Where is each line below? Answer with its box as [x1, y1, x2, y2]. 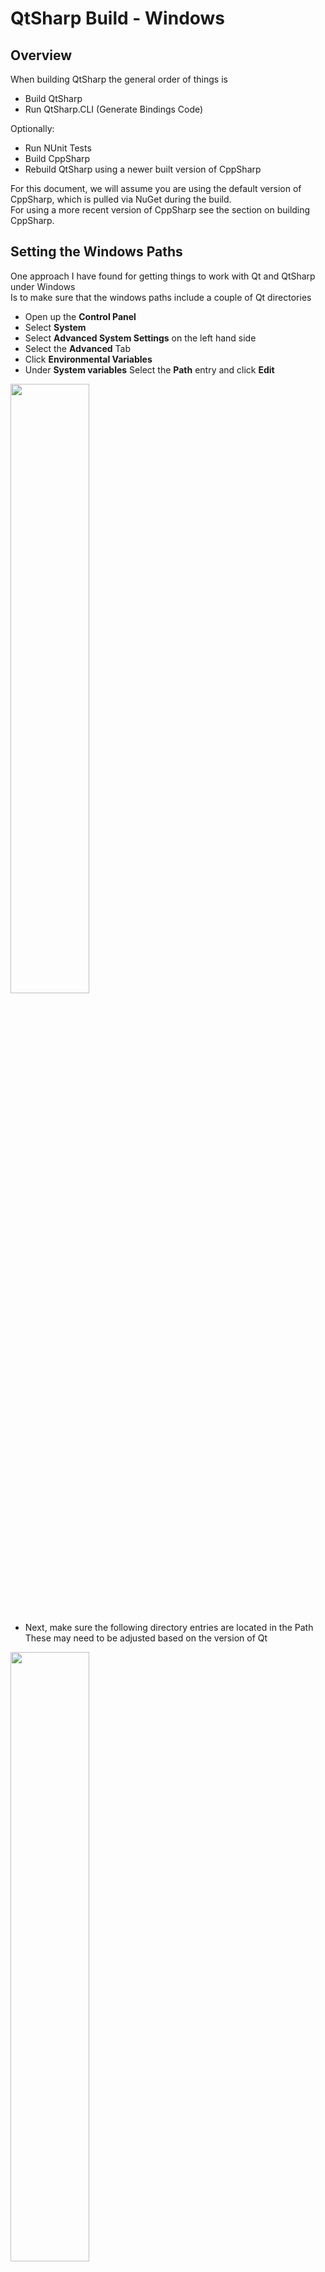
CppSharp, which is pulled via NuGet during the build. [10, 193, 232, 205]
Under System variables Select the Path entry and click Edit [24, 363, 275, 376]
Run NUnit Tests [24, 142, 92, 154]
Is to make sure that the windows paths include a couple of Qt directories [10, 291, 312, 303]
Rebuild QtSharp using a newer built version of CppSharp [24, 163, 262, 175]
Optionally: [10, 123, 55, 134]
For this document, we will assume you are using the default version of [10, 183, 302, 194]
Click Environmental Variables [24, 353, 153, 365]
